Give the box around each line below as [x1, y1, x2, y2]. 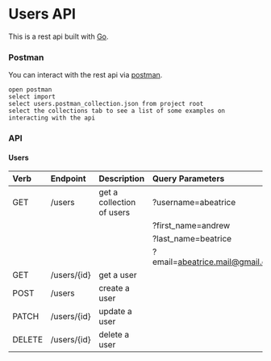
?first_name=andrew [152, 220, 231, 231]
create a [98, 283, 131, 294]
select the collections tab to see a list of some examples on [8, 107, 226, 115]
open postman [8, 86, 52, 94]
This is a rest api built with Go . [8, 31, 109, 41]
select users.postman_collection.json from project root [8, 100, 204, 108]
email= [152, 256, 179, 267]
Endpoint [50, 173, 86, 184]
